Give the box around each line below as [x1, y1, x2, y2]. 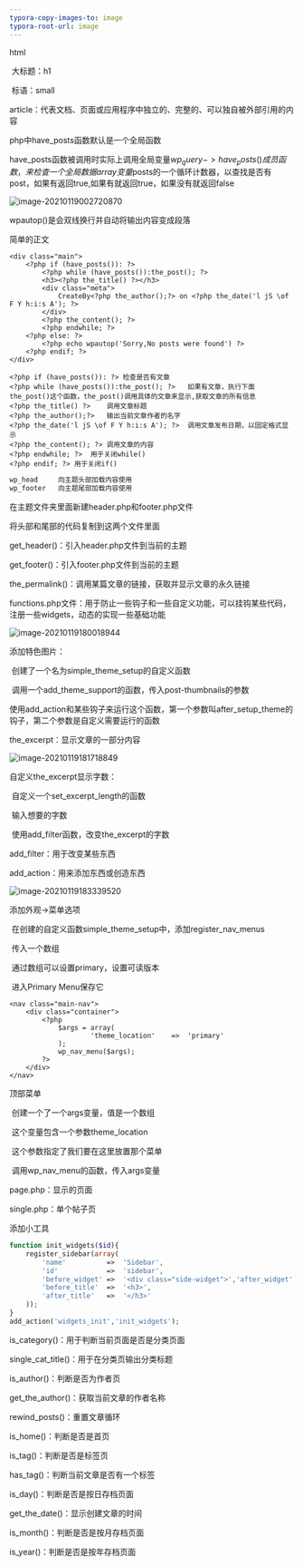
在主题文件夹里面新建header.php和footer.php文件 [9, 501, 194, 512]
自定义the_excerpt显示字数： [9, 772, 118, 783]
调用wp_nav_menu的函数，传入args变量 [11, 1165, 161, 1176]
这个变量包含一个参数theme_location [11, 1126, 148, 1138]
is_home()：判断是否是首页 [9, 1430, 110, 1442]
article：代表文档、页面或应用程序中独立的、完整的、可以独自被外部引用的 [9, 103, 287, 114]
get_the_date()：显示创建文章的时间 [9, 1507, 143, 1519]
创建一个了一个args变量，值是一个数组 [11, 1107, 156, 1118]
